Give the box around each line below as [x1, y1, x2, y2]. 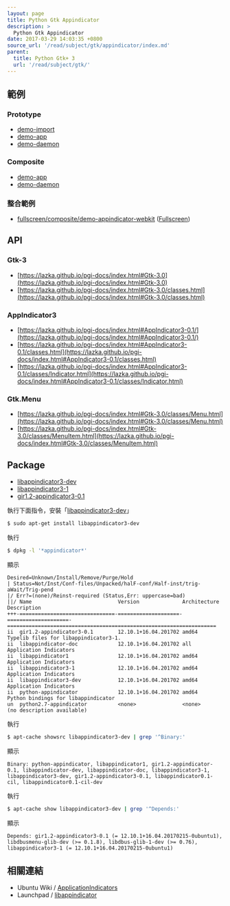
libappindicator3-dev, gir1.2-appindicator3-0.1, [7, 772, 152, 779]
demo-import [16, 125, 55, 134]
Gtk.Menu [7, 394, 41, 404]
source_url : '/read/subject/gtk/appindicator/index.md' [7, 42, 170, 49]
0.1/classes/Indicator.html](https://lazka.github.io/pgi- [16, 369, 170, 378]
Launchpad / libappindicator [16, 891, 97, 899]
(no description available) [7, 707, 88, 714]
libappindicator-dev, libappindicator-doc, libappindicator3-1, [22, 766, 211, 774]
